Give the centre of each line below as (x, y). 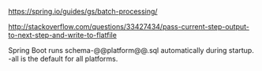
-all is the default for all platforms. (63, 59)
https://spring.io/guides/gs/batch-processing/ (83, 11)
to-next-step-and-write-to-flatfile (62, 35)
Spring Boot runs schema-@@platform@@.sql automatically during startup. (131, 50)
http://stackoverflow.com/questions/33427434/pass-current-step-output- (129, 26)
